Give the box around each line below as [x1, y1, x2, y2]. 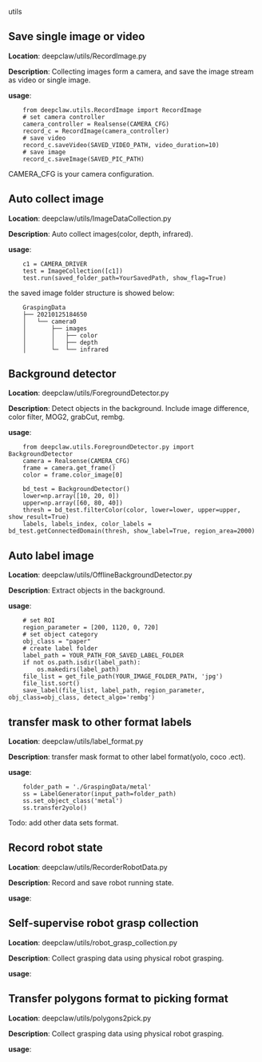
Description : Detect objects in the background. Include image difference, [8, 404, 250, 413]
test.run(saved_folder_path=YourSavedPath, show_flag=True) [22, 273, 227, 282]
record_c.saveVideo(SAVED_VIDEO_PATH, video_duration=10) [22, 141, 220, 149]
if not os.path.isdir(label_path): [22, 659, 141, 667]
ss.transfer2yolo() [22, 804, 88, 812]
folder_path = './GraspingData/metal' [22, 783, 152, 791]
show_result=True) [8, 513, 69, 521]
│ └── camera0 [22, 317, 77, 325]
